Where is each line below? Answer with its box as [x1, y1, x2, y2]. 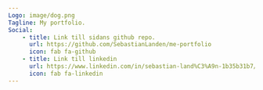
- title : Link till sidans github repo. [22, 33, 156, 41]
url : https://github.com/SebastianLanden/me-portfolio [28, 41, 212, 49]
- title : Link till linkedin [22, 56, 117, 63]
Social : [8, 26, 34, 34]
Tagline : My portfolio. [8, 19, 86, 27]
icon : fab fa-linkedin [28, 70, 103, 77]
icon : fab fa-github [28, 48, 96, 56]
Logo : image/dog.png [8, 11, 76, 20]
